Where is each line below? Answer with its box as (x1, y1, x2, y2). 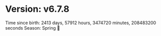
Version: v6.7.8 (5, 3, 69, 15)
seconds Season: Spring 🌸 (5, 25, 60, 31)
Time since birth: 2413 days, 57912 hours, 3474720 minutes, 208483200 (5, 20, 156, 26)
